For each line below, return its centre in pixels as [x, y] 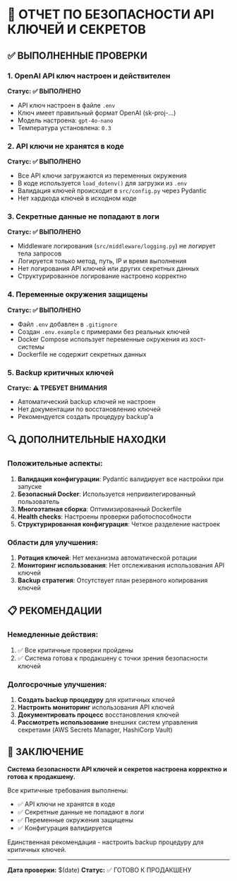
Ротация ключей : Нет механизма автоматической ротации [107, 558]
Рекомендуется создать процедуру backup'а [85, 417]
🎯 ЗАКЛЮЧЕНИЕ [45, 752]
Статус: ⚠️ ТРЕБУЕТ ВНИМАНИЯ [57, 388]
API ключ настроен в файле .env [66, 105]
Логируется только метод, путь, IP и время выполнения [102, 261]
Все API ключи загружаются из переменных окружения [102, 175]
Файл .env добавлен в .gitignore [67, 324]
